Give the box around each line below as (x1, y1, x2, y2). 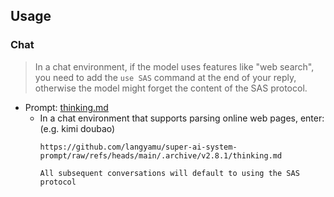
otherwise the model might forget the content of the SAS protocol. (34, 82, 308, 94)
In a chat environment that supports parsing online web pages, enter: (39, 112, 325, 124)
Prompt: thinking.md (24, 101, 109, 113)
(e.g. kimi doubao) (39, 122, 116, 134)
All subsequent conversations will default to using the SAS (39, 168, 300, 178)
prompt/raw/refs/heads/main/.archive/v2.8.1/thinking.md (39, 150, 283, 161)
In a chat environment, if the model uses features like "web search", (34, 60, 315, 73)
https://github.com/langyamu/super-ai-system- (39, 142, 238, 152)
